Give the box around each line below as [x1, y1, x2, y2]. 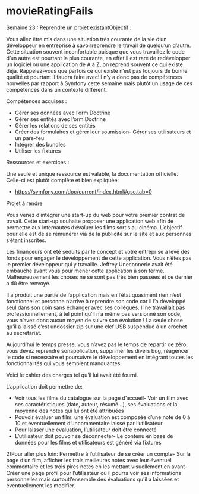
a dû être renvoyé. [6, 279, 51, 287]
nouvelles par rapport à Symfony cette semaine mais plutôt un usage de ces [6, 79, 193, 87]
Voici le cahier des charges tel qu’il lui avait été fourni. [6, 371, 138, 378]
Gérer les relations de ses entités [14, 122, 96, 129]
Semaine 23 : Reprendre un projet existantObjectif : [6, 24, 132, 31]
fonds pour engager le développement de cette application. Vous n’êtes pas [6, 254, 192, 262]
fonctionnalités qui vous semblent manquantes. [6, 359, 122, 367]
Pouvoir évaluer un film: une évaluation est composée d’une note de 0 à [14, 413, 191, 421]
